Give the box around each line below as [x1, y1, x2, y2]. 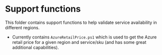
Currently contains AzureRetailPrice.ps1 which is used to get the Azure [12, 34, 157, 40]
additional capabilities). [12, 44, 59, 50]
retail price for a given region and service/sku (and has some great [12, 39, 146, 45]
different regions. [5, 24, 40, 30]
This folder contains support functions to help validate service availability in [5, 19, 157, 25]
